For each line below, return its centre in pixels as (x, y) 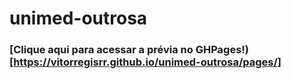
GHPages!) (222, 50)
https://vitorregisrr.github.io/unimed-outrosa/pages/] (147, 62)
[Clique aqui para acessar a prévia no (101, 50)
